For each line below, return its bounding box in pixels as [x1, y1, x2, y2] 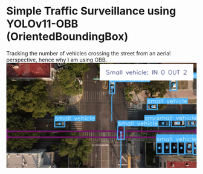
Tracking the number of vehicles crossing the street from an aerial [6, 49, 171, 57]
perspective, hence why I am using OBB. [6, 56, 108, 63]
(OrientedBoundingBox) [6, 30, 129, 43]
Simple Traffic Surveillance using [6, 4, 176, 18]
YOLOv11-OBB [6, 17, 79, 31]
